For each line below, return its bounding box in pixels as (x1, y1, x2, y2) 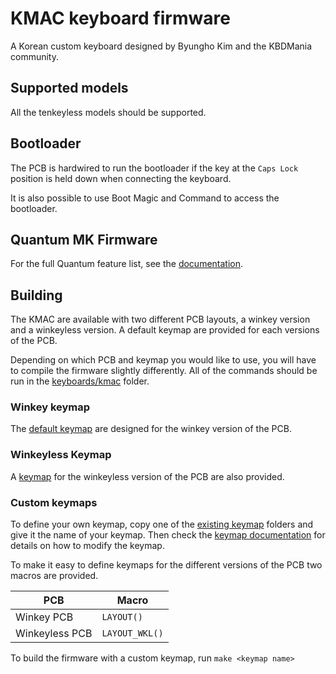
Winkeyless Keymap (10, 448, 112, 462)
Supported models (10, 80, 129, 97)
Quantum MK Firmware (10, 231, 158, 248)
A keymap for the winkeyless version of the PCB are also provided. (10, 470, 285, 482)
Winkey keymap (10, 400, 91, 414)
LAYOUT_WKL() (101, 628, 164, 639)
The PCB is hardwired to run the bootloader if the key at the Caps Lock (10, 162, 299, 174)
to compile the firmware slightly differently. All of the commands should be (10, 365, 318, 377)
